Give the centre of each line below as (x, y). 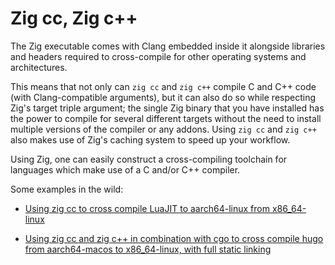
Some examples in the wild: (67, 189)
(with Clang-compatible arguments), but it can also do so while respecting (163, 97)
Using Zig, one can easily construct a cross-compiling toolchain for (149, 159)
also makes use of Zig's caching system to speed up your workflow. (150, 139)
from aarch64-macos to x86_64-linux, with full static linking (148, 249)
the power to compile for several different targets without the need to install (166, 118)
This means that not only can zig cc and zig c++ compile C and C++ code (163, 86)
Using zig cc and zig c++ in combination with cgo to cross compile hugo (174, 238)
